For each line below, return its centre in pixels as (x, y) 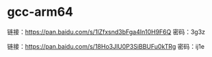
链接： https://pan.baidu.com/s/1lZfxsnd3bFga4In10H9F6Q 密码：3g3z (106, 32)
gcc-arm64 (40, 12)
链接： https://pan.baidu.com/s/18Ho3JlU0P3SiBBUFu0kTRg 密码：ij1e (106, 46)
